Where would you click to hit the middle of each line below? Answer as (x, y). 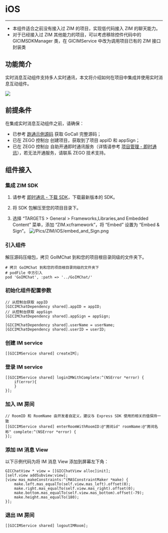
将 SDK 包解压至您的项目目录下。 (47, 208)
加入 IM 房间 (20, 404)
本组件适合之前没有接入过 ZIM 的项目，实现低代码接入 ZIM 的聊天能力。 (86, 28)
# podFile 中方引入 (24, 273)
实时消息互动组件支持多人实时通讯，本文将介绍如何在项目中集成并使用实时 (82, 77)
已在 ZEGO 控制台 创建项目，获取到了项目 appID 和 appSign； (76, 140)
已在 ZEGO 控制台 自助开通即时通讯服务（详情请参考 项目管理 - (77, 146)
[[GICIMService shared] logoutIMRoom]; (47, 526)
